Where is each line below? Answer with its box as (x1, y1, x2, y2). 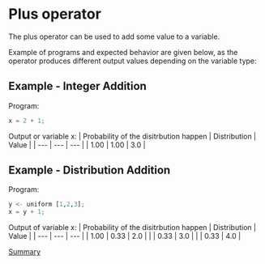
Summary (8, 247, 41, 257)
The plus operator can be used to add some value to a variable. (8, 32, 220, 41)
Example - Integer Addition (8, 79, 147, 93)
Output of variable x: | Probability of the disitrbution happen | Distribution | (8, 223, 257, 232)
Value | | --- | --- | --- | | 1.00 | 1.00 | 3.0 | (8, 139, 146, 150)
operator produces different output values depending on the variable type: (8, 56, 257, 66)
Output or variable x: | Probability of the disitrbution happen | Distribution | (8, 131, 257, 141)
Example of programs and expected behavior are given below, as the (8, 47, 238, 57)
